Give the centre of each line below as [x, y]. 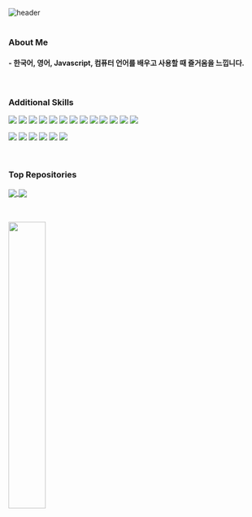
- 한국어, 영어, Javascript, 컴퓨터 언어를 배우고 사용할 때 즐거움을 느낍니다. [127, 63]
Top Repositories [43, 175]
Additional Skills [41, 103]
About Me [28, 42]
